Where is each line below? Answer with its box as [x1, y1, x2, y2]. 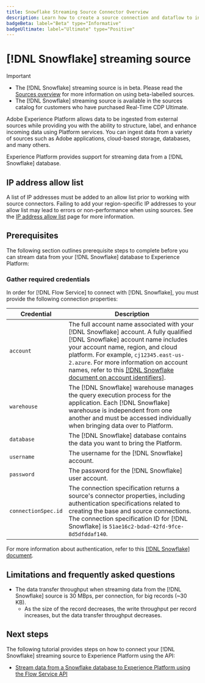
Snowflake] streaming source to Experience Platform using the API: [6, 652, 175, 659]
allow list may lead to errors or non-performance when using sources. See [6, 207, 193, 213]
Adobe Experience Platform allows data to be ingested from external [6, 115, 178, 123]
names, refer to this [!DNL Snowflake [68, 366, 174, 374]
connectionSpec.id [9, 507, 63, 515]
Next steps [6, 629, 49, 640]
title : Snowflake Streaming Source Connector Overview [6, 9, 149, 15]
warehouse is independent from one [68, 406, 173, 415]
